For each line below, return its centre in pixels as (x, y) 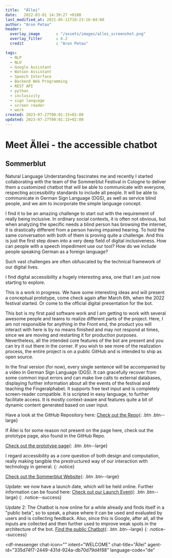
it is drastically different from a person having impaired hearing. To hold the (85, 229)
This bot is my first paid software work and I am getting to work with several (85, 313)
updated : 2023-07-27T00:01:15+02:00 (44, 120)
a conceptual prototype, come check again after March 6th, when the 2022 (85, 298)
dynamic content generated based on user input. (57, 405)
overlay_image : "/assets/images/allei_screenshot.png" (78, 34)
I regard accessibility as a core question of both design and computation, (83, 455)
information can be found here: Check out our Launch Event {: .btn (75, 492)
